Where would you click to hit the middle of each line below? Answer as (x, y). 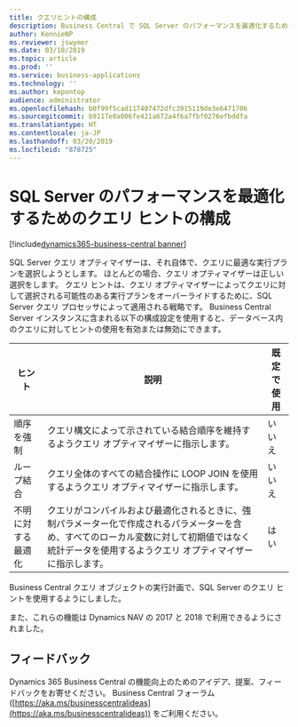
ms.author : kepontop (47, 92)
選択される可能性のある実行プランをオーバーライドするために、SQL (149, 295)
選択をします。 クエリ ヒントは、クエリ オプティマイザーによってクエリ (140, 284)
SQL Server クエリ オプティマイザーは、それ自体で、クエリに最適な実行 (141, 262)
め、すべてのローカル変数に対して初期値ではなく (149, 537)
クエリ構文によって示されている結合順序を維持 (145, 430)
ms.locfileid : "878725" (53, 149)
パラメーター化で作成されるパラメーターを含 (149, 523)
